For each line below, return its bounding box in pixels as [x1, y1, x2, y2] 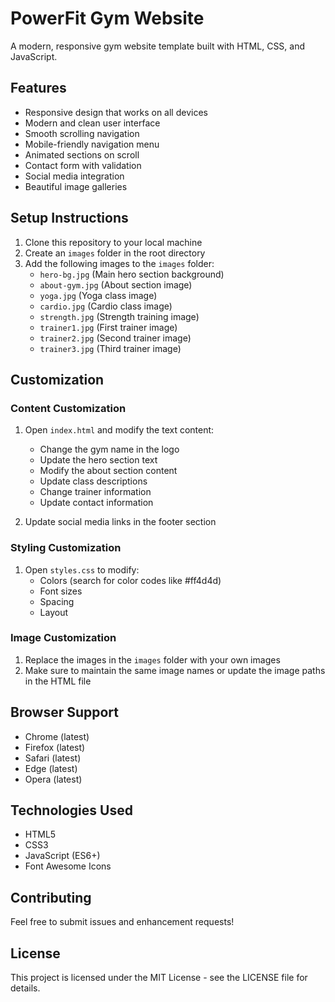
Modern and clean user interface [24, 117, 161, 129]
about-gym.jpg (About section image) [39, 278, 193, 291]
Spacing [39, 595, 75, 607]
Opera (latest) [24, 773, 83, 785]
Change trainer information [39, 486, 152, 498]
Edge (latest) [24, 762, 78, 774]
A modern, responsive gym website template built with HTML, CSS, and [10, 40, 306, 52]
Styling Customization [10, 541, 122, 555]
